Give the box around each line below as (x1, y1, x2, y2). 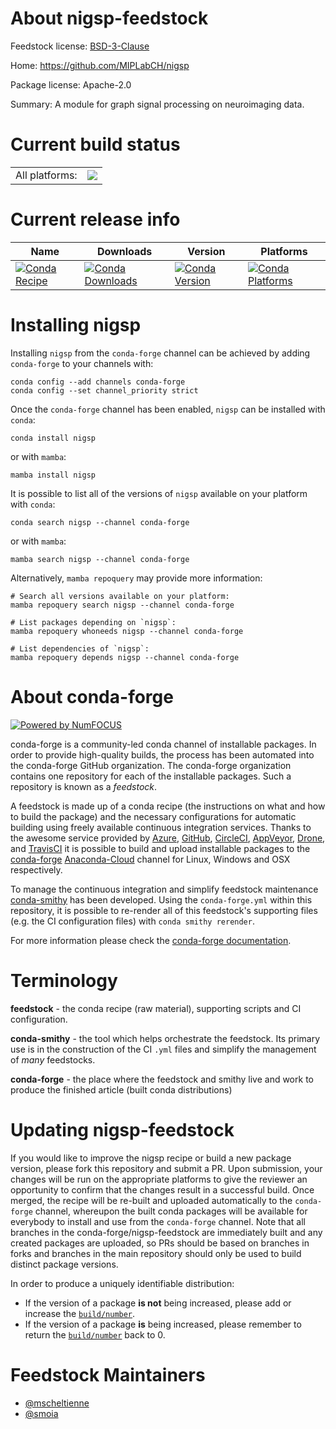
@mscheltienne (24, 1397, 90, 1409)
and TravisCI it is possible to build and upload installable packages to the (10, 842, 311, 854)
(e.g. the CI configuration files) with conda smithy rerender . (10, 915, 255, 927)
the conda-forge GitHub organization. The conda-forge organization (10, 759, 292, 771)
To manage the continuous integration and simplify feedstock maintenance (10, 883, 319, 895)
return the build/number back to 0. (24, 1328, 166, 1341)
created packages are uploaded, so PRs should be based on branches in (10, 1237, 310, 1249)
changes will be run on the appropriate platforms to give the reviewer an (10, 1173, 308, 1185)
